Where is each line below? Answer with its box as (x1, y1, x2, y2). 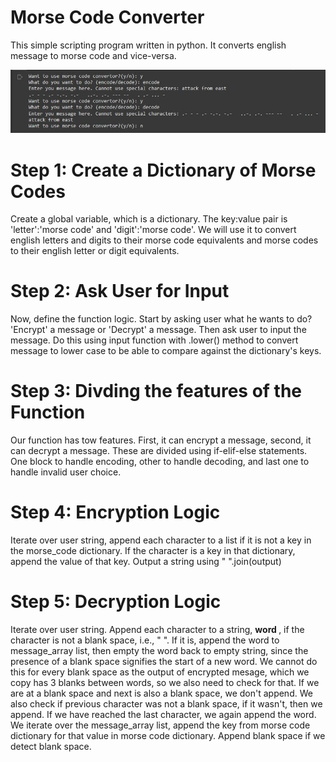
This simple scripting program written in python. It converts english (10, 39, 287, 51)
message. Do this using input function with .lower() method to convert (10, 334, 299, 346)
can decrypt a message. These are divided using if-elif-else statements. (10, 445, 308, 457)
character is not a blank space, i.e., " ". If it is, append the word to (10, 634, 280, 646)
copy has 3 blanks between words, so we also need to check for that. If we (10, 677, 320, 688)
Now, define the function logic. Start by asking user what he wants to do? (10, 313, 313, 325)
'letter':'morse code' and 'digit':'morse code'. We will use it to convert (10, 224, 297, 236)
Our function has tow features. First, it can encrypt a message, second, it (10, 434, 312, 446)
